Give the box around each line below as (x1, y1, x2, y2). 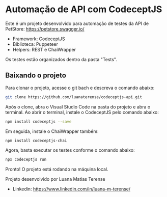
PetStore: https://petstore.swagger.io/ (5, 25, 85, 32)
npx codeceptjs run (5, 157, 47, 162)
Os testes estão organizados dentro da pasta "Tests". (5, 56, 117, 62)
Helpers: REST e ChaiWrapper (12, 46, 76, 52)
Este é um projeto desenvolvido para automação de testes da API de (5, 20, 149, 26)
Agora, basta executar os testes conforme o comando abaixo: (5, 147, 135, 153)
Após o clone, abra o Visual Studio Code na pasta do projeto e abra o (5, 103, 151, 110)
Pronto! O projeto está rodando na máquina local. (5, 166, 108, 173)
